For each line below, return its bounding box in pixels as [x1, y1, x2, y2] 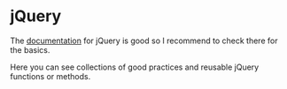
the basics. [10, 44, 50, 55]
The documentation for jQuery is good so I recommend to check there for [10, 35, 278, 46]
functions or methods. [10, 70, 91, 81]
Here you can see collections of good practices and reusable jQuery [10, 62, 260, 72]
